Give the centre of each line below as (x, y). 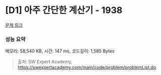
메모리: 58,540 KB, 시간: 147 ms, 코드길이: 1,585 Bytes (60, 51)
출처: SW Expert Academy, (45, 62)
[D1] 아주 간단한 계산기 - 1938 (64, 10)
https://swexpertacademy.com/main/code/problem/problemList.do (87, 67)
